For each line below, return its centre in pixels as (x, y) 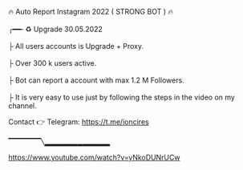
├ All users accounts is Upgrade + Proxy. (76, 46)
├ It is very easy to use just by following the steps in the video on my (121, 97)
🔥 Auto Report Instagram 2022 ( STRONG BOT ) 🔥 (91, 12)
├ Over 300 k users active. (53, 63)
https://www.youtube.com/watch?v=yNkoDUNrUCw (94, 157)
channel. (23, 106)
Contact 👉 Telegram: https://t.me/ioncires (79, 122)
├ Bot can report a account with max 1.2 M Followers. (96, 80)
